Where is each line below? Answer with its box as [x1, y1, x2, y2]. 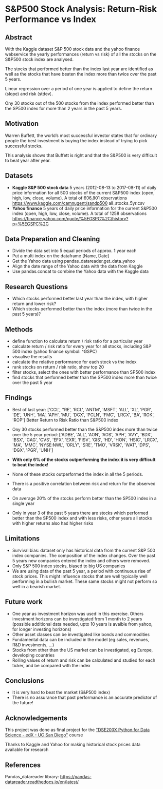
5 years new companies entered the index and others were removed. [12, 558, 150, 563]
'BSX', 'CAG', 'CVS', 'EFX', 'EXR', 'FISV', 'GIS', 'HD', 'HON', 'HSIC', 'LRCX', [12, 437, 158, 443]
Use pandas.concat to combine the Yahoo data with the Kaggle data [12, 269, 149, 274]
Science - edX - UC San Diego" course [5, 732, 83, 738]
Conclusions [5, 676, 44, 685]
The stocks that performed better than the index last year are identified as [5, 66, 153, 72]
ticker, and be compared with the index [12, 662, 91, 668]
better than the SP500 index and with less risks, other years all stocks [12, 515, 152, 521]
